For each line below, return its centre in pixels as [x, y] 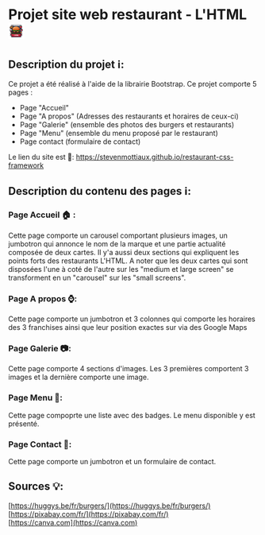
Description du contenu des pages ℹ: [100, 191]
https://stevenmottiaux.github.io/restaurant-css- [155, 157]
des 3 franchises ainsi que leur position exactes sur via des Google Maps [128, 327]
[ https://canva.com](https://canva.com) [73, 522]
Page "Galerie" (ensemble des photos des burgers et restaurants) [127, 124]
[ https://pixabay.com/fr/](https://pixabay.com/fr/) [88, 514]
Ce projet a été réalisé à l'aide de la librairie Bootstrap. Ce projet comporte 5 [132, 84]
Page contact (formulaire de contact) [80, 142]
